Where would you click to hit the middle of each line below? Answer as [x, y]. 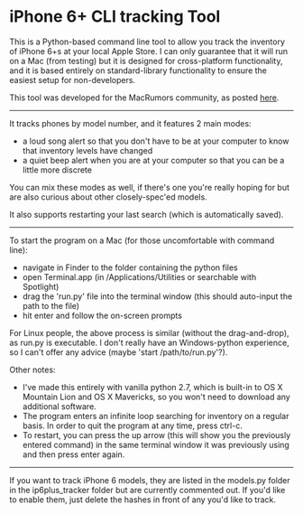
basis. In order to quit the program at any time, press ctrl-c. [133, 425]
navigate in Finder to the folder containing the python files [130, 267]
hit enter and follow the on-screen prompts [102, 315]
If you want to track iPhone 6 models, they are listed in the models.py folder [150, 480]
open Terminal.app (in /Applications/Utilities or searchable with [139, 276]
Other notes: [32, 369]
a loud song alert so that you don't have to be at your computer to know [156, 141]
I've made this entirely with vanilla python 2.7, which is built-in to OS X [152, 387]
